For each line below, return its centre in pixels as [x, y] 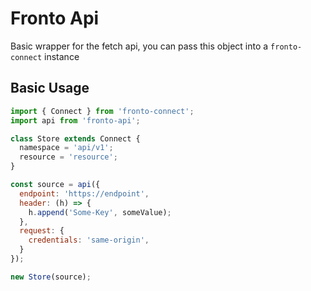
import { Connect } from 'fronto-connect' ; [102, 111]
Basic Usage [50, 88]
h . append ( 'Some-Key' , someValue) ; [100, 212]
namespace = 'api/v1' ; [66, 148]
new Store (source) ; [51, 277]
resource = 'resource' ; [68, 157]
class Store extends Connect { [75, 138]
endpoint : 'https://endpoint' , [84, 193]
